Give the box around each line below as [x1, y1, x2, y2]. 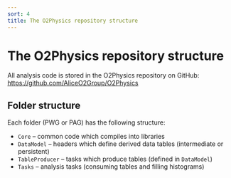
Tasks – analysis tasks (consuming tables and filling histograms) [17, 162, 205, 171]
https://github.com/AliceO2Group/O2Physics [7, 79, 139, 88]
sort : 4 [7, 10, 31, 18]
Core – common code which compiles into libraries [17, 132, 166, 141]
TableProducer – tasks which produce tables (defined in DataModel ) [17, 155, 213, 164]
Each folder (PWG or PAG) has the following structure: [7, 118, 166, 127]
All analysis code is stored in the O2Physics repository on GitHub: [7, 71, 200, 80]
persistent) [17, 147, 50, 156]
